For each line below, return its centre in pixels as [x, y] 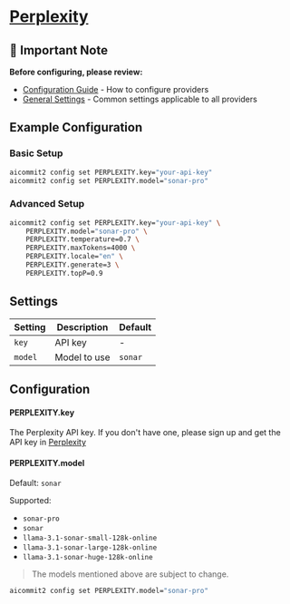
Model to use [82, 357]
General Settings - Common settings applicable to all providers [140, 99]
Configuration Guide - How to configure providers [116, 89]
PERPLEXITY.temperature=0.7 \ [83, 239]
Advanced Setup [47, 204]
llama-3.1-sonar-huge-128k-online [87, 558]
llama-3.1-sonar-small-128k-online [90, 538]
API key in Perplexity [48, 443]
